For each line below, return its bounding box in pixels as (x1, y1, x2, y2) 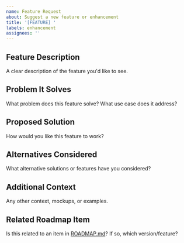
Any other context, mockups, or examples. (6, 197, 108, 205)
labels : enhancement (6, 25, 57, 31)
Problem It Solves (6, 84, 71, 94)
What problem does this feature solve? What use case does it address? (6, 100, 178, 107)
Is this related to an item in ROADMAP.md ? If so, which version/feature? (6, 230, 178, 237)
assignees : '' (6, 30, 41, 36)
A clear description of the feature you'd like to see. (6, 67, 129, 74)
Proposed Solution (6, 117, 75, 127)
